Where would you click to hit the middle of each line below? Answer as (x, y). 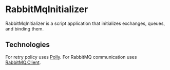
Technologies (28, 45)
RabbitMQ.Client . (23, 62)
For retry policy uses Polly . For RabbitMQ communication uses (71, 57)
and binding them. (24, 28)
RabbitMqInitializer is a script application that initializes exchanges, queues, (85, 23)
